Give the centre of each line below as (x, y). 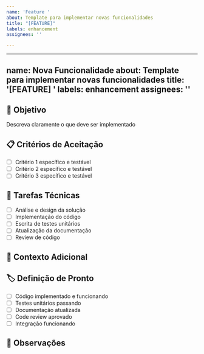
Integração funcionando (45, 324)
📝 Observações (36, 343)
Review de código (38, 237)
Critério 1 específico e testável (53, 162)
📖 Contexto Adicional (47, 257)
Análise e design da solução (50, 210)
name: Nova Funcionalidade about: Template (93, 70)
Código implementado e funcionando (62, 296)
